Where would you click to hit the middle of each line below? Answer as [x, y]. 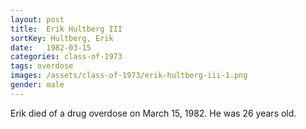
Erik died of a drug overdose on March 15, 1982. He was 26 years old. [153, 113]
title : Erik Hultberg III [66, 29]
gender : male [37, 85]
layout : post [37, 19]
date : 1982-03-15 [51, 47]
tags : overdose [42, 66]
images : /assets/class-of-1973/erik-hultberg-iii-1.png [129, 76]
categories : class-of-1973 [66, 57]
